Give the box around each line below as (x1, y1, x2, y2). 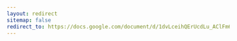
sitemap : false (6, 17, 52, 24)
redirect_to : (6, 23, 45, 30)
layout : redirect (6, 10, 58, 17)
